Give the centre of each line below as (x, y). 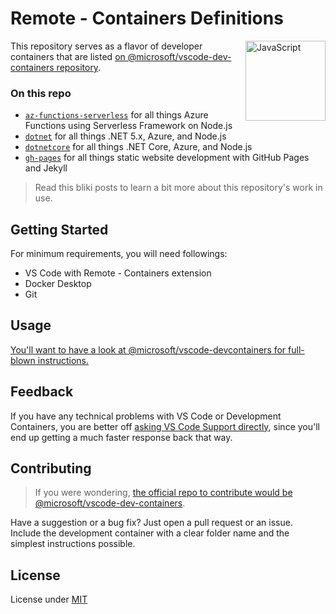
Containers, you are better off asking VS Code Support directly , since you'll (165, 426)
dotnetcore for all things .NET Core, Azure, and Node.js (138, 147)
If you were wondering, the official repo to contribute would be (163, 493)
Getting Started (59, 229)
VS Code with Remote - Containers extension (118, 273)
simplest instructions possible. (73, 544)
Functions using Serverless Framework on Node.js (128, 126)
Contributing (51, 468)
